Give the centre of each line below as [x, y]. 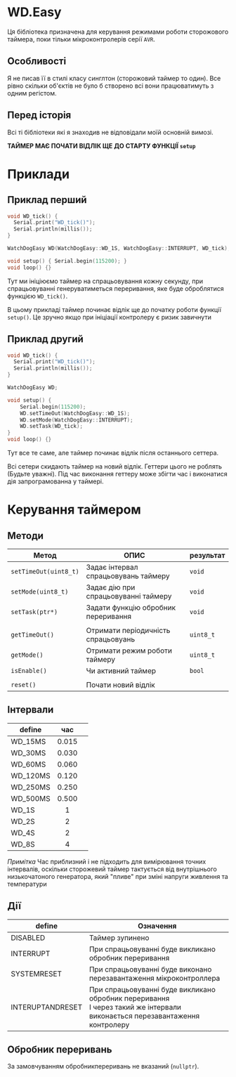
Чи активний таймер [121, 671]
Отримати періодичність [128, 631]
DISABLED [28, 937]
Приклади [39, 174]
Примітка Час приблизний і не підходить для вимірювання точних [107, 861]
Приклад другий [46, 339]
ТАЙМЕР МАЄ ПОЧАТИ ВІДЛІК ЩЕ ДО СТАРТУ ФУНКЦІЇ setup [101, 145]
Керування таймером [74, 510]
